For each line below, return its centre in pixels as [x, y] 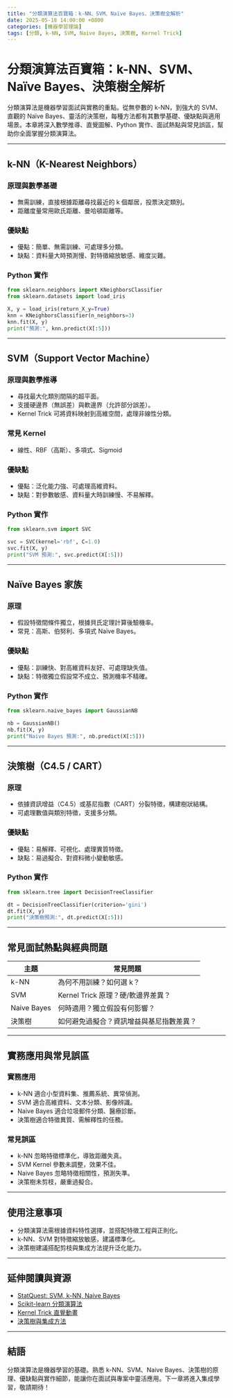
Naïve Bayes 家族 [45, 585]
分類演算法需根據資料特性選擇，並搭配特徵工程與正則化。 [99, 1230]
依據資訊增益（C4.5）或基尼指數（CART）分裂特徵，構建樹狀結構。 [114, 804]
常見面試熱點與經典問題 [57, 947]
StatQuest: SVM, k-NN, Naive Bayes [69, 1295]
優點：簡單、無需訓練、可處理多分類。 [72, 247]
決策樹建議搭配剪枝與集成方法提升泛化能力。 [81, 1247]
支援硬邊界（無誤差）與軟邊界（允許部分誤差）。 [86, 405]
